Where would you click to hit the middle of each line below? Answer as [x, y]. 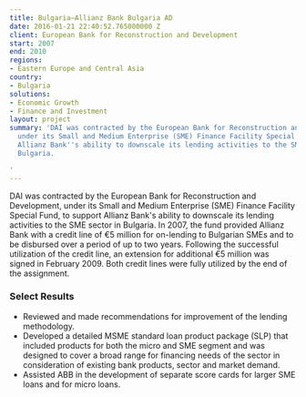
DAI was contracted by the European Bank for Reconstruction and [133, 196]
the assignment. [40, 273]
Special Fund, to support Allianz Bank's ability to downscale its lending [142, 215]
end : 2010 [28, 52]
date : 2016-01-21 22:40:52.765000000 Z [85, 26]
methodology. [49, 326]
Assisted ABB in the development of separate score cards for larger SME [159, 374]
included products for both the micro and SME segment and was [144, 345]
